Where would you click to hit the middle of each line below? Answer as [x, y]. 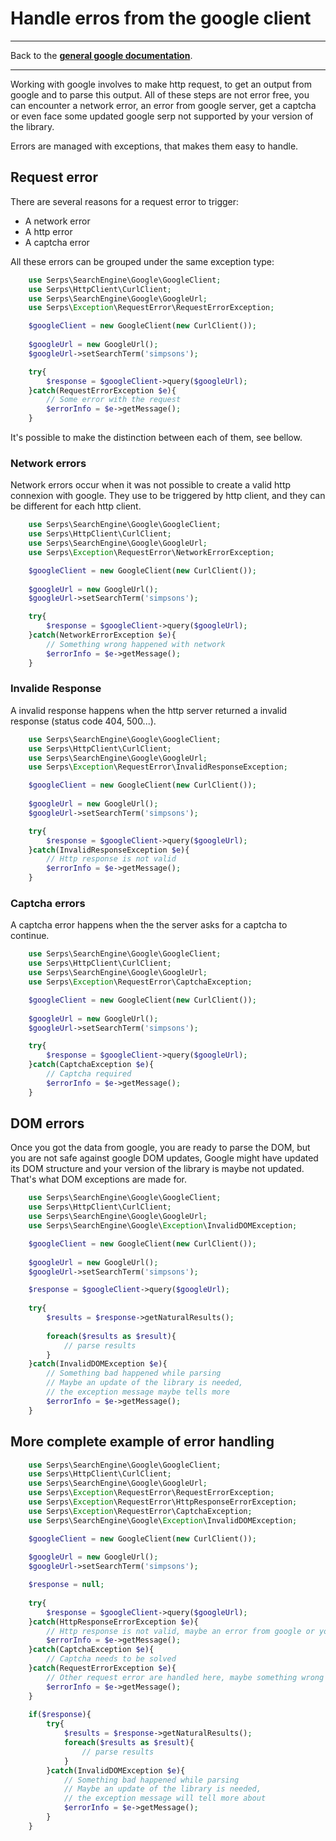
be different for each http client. [76, 506]
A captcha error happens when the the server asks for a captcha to [149, 925]
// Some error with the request [114, 400]
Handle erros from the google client [161, 18]
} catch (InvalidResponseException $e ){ [109, 850]
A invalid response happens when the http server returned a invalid [149, 710]
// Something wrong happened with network [136, 644]
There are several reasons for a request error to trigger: [125, 201]
